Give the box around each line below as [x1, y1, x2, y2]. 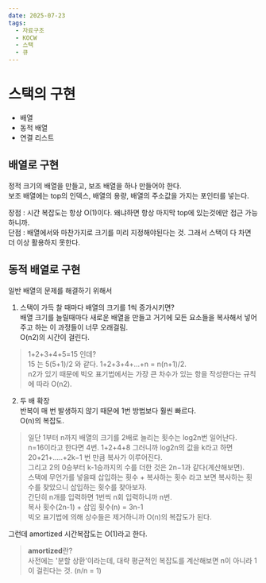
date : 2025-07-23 [8, 11, 66, 20]
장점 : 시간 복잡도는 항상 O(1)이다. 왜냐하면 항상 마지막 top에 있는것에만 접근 [8, 207, 244, 217]
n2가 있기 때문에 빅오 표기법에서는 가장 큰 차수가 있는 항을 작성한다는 [27, 369, 242, 378]
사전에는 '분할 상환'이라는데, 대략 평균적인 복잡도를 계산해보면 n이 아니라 [27, 555, 253, 565]
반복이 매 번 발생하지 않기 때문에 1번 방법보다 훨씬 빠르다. [19, 406, 197, 415]
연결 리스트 [19, 133, 55, 142]
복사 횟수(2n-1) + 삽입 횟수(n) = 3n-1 [27, 502, 144, 512]
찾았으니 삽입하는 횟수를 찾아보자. [42, 482, 147, 492]
